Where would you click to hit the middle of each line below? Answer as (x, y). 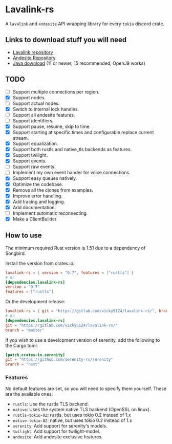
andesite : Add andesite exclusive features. (58, 437)
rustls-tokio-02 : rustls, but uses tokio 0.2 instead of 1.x (72, 415)
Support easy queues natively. (45, 178)
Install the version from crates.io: (40, 263)
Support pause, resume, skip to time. (52, 126)
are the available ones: (29, 394)
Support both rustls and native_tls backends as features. (72, 150)
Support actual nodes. (36, 103)
